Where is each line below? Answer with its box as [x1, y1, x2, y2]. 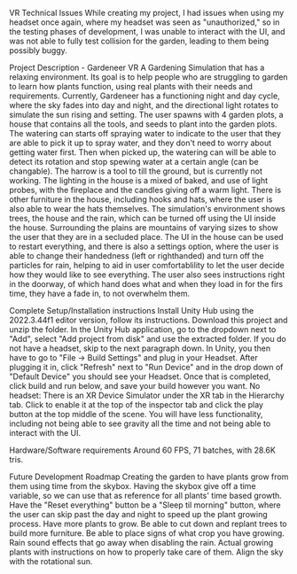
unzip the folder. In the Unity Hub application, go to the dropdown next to [9, 324, 277, 335]
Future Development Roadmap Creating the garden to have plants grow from [9, 471, 289, 482]
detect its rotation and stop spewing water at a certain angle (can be [9, 157, 259, 167]
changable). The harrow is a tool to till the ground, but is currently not [9, 166, 263, 176]
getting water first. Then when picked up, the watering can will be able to [9, 147, 277, 158]
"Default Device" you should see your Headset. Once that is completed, [9, 371, 271, 382]
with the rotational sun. [9, 556, 93, 566]
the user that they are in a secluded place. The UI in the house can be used [9, 232, 284, 242]
